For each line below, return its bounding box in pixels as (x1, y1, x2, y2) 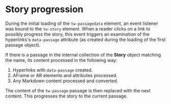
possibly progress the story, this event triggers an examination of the (5, 31, 150, 37)
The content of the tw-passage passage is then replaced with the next (5, 87, 151, 93)
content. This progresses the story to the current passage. (5, 93, 128, 99)
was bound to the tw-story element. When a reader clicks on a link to (5, 25, 151, 31)
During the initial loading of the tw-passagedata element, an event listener (5, 20, 159, 26)
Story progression (5, 4, 83, 15)
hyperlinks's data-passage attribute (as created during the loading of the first (5, 37, 166, 43)
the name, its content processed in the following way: (5, 57, 118, 63)
